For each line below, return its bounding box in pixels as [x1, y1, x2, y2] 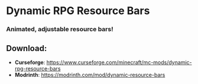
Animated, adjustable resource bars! [6, 25, 113, 33]
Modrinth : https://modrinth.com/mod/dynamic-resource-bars [14, 71, 165, 78]
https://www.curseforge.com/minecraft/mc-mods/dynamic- [46, 59, 192, 66]
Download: [6, 43, 47, 53]
